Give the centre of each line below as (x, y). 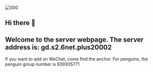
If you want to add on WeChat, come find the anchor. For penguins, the (76, 59)
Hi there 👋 (20, 23)
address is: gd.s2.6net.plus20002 (58, 47)
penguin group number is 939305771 (42, 64)
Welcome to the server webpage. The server (74, 39)
